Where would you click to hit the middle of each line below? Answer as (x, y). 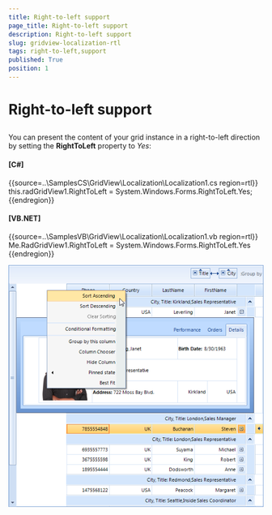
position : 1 (28, 69)
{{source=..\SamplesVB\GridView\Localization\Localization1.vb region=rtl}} (134, 236)
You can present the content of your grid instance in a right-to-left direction (134, 137)
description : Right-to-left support (70, 34)
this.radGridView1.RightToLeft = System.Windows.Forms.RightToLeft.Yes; (130, 191)
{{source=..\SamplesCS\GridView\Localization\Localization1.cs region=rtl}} (134, 182)
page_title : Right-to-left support (68, 26)
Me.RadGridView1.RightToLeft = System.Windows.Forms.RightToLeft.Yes (130, 245)
